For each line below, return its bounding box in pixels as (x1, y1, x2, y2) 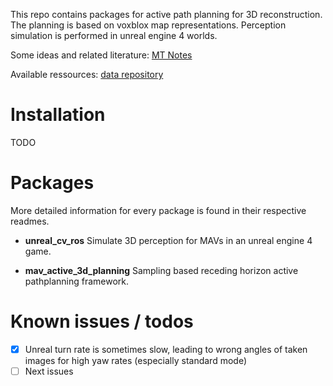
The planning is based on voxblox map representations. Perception (10, 19, 287, 31)
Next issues (24, 365, 74, 377)
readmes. (10, 215, 50, 227)
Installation (10, 104, 106, 126)
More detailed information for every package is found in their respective (10, 204, 307, 216)
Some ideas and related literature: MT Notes (10, 49, 193, 61)
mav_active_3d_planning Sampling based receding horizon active (24, 264, 299, 276)
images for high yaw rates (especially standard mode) (24, 354, 247, 366)
